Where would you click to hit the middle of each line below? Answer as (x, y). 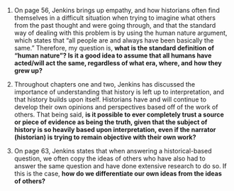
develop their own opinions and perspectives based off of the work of (116, 107)
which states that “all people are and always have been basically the (114, 40)
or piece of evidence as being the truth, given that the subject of (111, 122)
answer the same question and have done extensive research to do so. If (120, 166)
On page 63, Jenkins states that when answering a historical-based (113, 151)
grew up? (28, 71)
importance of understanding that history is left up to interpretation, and (119, 92)
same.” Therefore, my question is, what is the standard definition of (114, 48)
